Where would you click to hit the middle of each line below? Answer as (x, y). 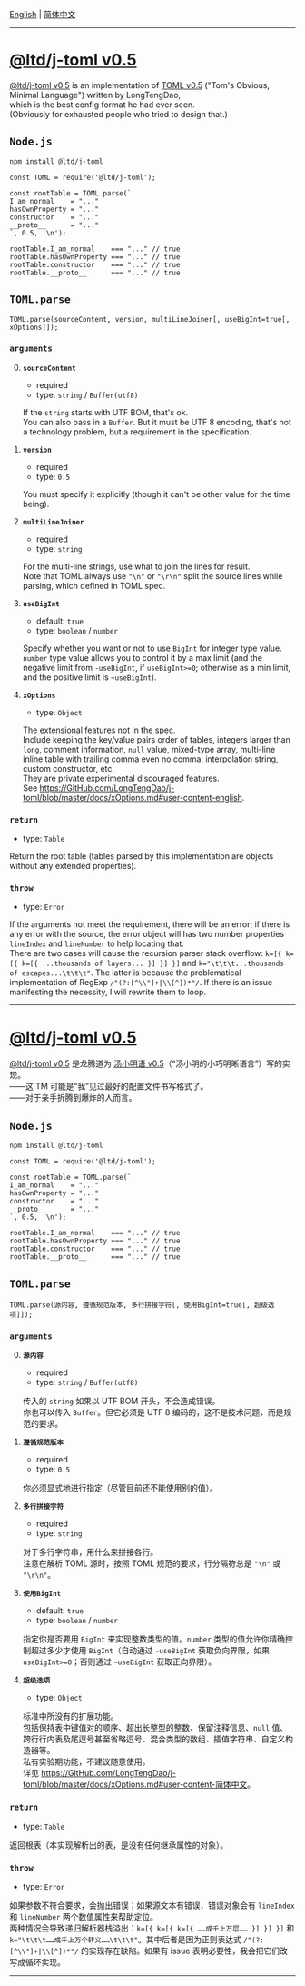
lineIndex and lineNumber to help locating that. (97, 943)
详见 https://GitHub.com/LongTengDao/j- (99, 1773)
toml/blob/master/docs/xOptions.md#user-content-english (133, 797)
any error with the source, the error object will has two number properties (147, 934)
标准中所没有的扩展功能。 (70, 1716)
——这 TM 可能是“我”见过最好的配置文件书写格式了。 (109, 1086)
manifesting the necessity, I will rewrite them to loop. (108, 992)
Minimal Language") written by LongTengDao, (95, 95)
